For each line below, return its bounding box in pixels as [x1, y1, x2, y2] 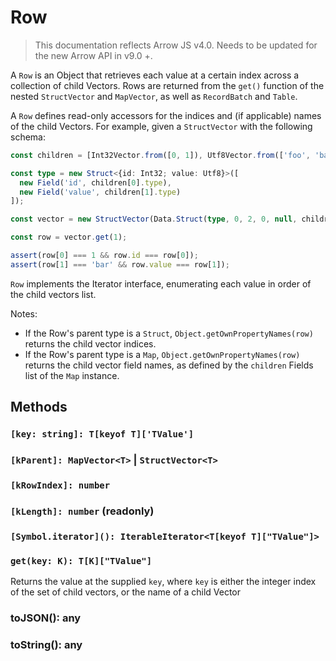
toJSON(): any [10, 611, 82, 625]
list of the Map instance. [24, 369, 120, 381]
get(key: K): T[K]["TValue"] [10, 555, 153, 566]
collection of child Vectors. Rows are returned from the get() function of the [10, 79, 325, 91]
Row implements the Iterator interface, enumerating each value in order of [10, 277, 312, 290]
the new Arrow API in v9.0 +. [34, 49, 153, 61]
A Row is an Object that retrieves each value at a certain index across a [10, 69, 300, 81]
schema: [10, 131, 46, 143]
